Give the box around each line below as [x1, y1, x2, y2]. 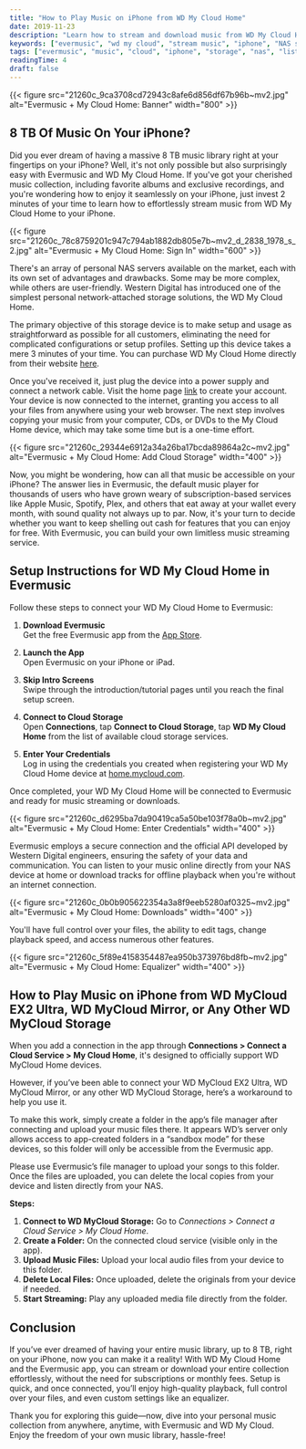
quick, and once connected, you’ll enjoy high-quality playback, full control [9, 1383, 288, 1394]
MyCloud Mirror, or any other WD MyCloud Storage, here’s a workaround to [9, 1087, 293, 1098]
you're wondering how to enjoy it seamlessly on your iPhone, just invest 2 [9, 188, 286, 199]
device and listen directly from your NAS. [9, 1181, 164, 1192]
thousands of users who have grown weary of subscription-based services [9, 488, 291, 499]
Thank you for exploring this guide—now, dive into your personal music [9, 1411, 277, 1422]
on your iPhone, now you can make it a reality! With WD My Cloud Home [9, 1354, 281, 1365]
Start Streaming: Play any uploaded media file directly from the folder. [22, 1293, 288, 1305]
